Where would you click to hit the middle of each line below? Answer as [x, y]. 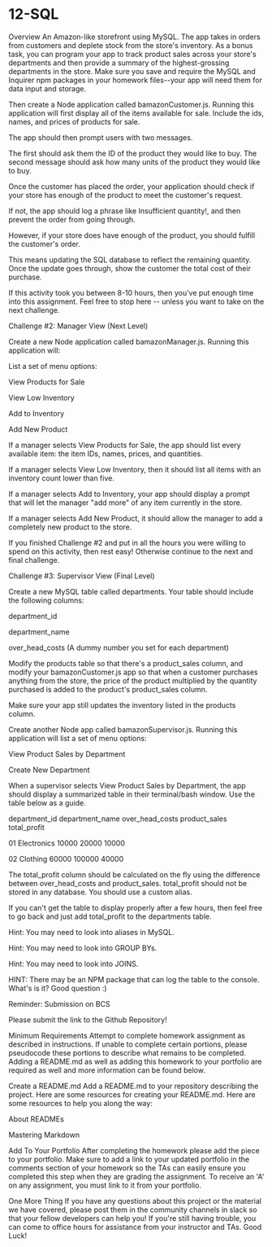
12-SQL [34, 14]
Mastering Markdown [44, 1135]
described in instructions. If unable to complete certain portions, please [128, 1044]
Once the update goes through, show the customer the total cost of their [130, 268]
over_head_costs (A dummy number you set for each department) [119, 648]
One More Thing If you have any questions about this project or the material [135, 1201]
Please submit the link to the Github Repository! [88, 1020]
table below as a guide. [47, 802]
